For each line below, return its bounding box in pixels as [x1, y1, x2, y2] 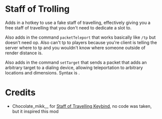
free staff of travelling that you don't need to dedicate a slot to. [5, 24, 132, 30]
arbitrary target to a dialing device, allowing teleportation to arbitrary [5, 65, 143, 71]
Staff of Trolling [5, 3, 70, 15]
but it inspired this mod [12, 108, 59, 114]
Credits [5, 87, 36, 98]
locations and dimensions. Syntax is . [5, 70, 80, 75]
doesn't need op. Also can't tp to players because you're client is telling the [5, 39, 158, 45]
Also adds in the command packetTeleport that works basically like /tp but [5, 34, 156, 40]
